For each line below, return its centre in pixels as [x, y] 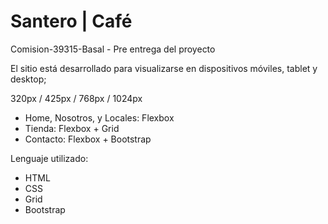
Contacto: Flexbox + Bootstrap [88, 139]
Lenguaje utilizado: [49, 158]
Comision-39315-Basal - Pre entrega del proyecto [113, 49]
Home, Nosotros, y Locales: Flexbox [99, 117]
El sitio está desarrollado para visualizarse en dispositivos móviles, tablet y [164, 68]
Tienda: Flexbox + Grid [72, 128]
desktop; [28, 79]
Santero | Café [71, 21]
